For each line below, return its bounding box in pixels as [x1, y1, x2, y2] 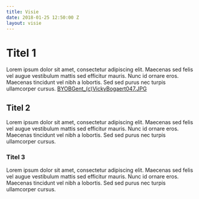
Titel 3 [6, 153, 25, 162]
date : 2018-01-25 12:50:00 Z [6, 14, 79, 21]
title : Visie [6, 8, 39, 15]
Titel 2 [6, 103, 31, 113]
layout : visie [6, 20, 42, 26]
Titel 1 [6, 46, 37, 60]
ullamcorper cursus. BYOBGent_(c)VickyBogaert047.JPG [6, 85, 147, 92]
